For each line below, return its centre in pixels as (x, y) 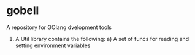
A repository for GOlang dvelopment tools (59, 27)
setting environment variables (53, 45)
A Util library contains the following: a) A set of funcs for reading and (102, 39)
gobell (23, 11)
